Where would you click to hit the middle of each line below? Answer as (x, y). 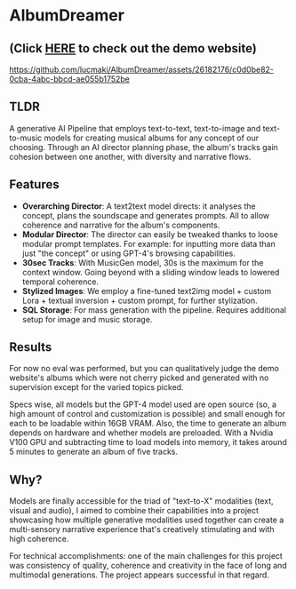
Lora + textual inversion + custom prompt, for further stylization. (140, 300)
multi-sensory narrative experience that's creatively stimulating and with (142, 529)
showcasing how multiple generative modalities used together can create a (147, 520)
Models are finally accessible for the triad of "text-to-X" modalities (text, (141, 501)
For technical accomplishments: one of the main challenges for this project (146, 556)
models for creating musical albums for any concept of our (152, 138)
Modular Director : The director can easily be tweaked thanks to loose (150, 234)
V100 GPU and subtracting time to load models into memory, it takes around (148, 442)
